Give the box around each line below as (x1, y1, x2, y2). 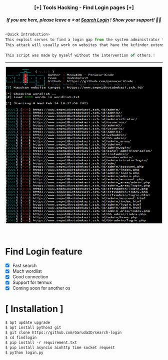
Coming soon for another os (12, 285, 71, 291)
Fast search (12, 262, 37, 269)
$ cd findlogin (5, 335, 37, 340)
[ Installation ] (5, 303, 63, 314)
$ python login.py (5, 350, 43, 355)
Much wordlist (12, 268, 42, 274)
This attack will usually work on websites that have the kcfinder (5, 42, 149, 48)
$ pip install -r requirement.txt (5, 340, 77, 345)
